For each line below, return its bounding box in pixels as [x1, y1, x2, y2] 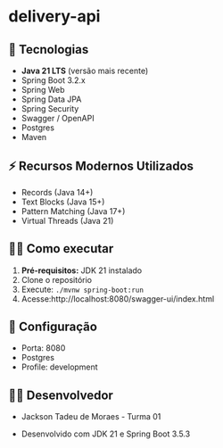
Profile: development [21, 361, 99, 372]
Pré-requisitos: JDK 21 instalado [21, 265, 143, 276]
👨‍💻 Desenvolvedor [8, 387, 113, 402]
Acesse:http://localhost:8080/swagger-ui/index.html [21, 293, 215, 304]
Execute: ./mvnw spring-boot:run [21, 284, 145, 295]
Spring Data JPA [21, 94, 82, 104]
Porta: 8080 [21, 343, 66, 353]
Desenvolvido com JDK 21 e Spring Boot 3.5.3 [21, 428, 191, 439]
